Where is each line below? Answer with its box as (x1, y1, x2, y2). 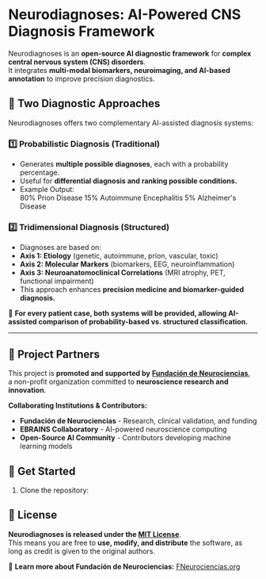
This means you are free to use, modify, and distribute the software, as (8, 538, 243, 547)
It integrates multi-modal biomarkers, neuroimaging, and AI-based (8, 65, 231, 75)
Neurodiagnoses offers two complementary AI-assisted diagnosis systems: (8, 117, 254, 128)
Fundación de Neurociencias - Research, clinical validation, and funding (19, 416, 257, 426)
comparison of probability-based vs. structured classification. (38, 317, 249, 327)
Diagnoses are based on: (19, 243, 101, 252)
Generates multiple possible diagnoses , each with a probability (19, 159, 229, 169)
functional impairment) (19, 276, 94, 286)
